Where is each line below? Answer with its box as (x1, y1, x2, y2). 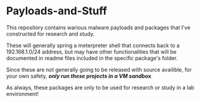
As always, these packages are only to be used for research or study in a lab (6, 84, 195, 91)
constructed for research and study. (6, 30, 95, 37)
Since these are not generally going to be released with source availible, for (6, 66, 192, 73)
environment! (6, 90, 39, 97)
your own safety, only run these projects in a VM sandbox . (6, 72, 153, 79)
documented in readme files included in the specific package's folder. (6, 54, 178, 61)
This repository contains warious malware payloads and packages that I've (6, 24, 191, 31)
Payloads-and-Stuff (6, 4, 107, 18)
